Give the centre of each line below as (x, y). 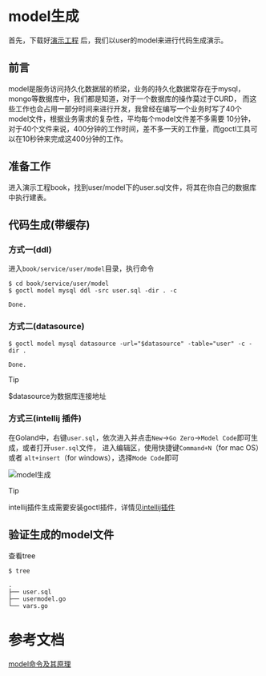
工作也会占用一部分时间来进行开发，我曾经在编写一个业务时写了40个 (128, 108)
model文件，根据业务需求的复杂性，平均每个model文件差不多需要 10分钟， (132, 119)
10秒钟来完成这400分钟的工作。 (75, 139)
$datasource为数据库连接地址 (57, 396)
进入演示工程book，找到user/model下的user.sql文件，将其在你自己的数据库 (133, 187)
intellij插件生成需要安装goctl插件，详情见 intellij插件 (92, 507)
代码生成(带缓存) (49, 225)
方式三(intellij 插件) (45, 419)
